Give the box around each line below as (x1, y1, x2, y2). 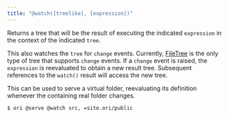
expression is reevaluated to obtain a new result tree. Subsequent (7, 63, 192, 72)
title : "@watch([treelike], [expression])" (7, 10, 134, 17)
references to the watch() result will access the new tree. (7, 71, 168, 79)
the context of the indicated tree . (7, 35, 101, 44)
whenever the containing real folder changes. (7, 91, 136, 100)
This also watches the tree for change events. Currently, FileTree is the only (7, 49, 219, 57)
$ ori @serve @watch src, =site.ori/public (7, 104, 134, 111)
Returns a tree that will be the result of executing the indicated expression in (7, 29, 222, 37)
